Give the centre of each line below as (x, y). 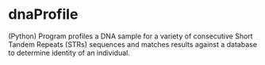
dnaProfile (43, 14)
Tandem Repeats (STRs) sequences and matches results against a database (133, 44)
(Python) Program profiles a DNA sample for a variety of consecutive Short (131, 36)
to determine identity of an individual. (69, 52)
